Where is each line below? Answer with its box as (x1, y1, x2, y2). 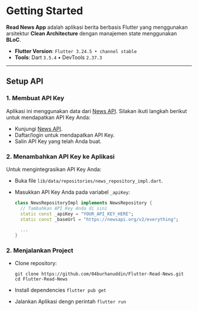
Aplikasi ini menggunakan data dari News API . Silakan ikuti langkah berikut (6, 107, 187, 114)
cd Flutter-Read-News (14, 276, 68, 282)
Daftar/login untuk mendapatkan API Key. (14, 131, 115, 138)
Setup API (6, 77, 44, 87)
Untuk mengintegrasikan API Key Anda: (6, 166, 102, 173)
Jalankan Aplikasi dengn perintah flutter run (14, 298, 127, 305)
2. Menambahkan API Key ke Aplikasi (6, 152, 115, 160)
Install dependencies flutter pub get (14, 287, 107, 294)
